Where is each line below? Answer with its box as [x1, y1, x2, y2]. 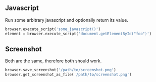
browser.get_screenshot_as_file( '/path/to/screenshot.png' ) [5, 72, 132, 77]
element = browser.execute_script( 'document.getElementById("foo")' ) [5, 31, 152, 36]
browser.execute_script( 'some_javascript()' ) [5, 27, 101, 32]
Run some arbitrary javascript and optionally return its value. [5, 17, 129, 23]
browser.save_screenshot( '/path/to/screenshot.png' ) [5, 68, 116, 73]
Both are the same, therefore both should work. [5, 58, 102, 64]
